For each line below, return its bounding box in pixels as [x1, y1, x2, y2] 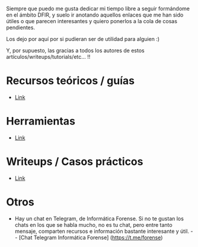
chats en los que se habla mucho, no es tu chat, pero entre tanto [14, 221, 173, 228]
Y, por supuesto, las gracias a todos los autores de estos [6, 47, 145, 54]
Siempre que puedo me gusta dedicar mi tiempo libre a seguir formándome [6, 5, 190, 12]
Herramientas [6, 115, 76, 128]
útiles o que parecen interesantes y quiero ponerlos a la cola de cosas [6, 18, 178, 24]
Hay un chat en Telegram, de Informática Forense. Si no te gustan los [14, 215, 184, 222]
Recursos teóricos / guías [6, 74, 135, 88]
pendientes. [6, 24, 36, 31]
